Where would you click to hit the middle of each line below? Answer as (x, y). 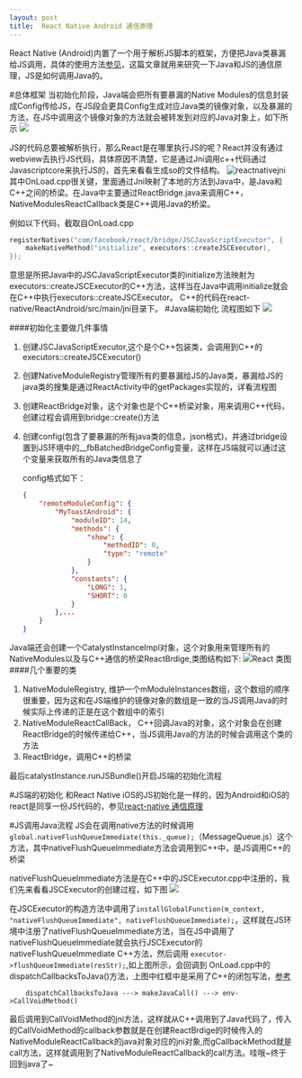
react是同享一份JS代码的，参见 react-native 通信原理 (107, 806)
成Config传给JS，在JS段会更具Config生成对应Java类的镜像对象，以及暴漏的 (151, 105)
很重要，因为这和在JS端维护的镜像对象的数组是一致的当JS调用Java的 (151, 700)
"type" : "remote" (135, 554)
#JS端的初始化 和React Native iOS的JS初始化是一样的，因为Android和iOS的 (150, 795)
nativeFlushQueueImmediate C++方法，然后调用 (99, 954)
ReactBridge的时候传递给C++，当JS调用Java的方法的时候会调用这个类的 (157, 734)
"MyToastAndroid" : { (93, 512)
